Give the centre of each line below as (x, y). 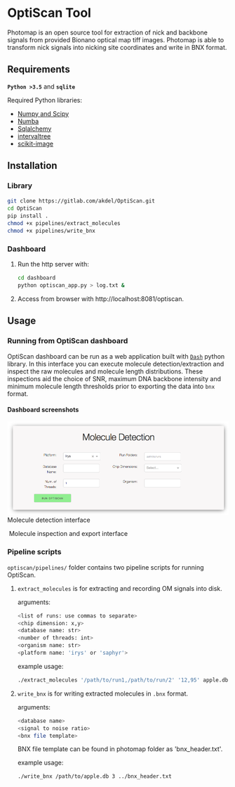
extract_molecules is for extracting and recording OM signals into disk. (120, 588)
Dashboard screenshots (43, 410)
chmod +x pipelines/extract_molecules (64, 224)
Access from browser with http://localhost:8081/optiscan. (101, 299)
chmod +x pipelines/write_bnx (52, 231)
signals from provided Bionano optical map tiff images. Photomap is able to (116, 39)
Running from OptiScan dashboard (68, 341)
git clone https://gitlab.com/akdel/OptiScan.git (81, 201)
